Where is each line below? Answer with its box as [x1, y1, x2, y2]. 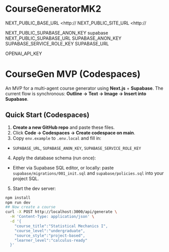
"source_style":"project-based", [14, 233, 86, 238]
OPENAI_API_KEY [5, 50, 42, 57]
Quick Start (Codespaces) [5, 110, 90, 120]
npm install [5, 195, 31, 200]
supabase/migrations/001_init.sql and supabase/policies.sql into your [12, 170, 164, 176]
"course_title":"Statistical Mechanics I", [14, 223, 108, 229]
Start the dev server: [12, 185, 56, 191]
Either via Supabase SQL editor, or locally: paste [12, 164, 114, 171]
